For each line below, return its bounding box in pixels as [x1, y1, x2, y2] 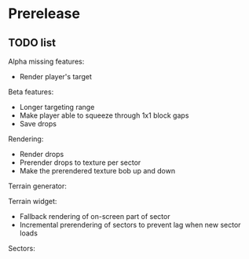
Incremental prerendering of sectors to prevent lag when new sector [19, 221, 241, 229]
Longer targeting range [19, 103, 95, 111]
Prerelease [8, 5, 81, 23]
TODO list [8, 36, 57, 49]
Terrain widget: [8, 197, 57, 206]
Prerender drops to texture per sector [19, 158, 141, 167]
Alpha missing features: [8, 57, 85, 66]
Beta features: [8, 87, 54, 97]
